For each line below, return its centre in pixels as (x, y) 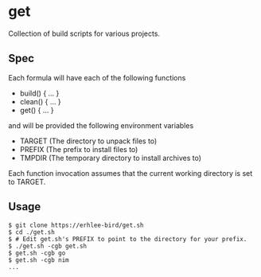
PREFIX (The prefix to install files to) (79, 149)
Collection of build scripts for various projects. (84, 33)
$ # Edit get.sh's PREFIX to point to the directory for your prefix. (128, 239)
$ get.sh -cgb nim (39, 260)
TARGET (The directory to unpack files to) (88, 141)
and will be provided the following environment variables (101, 125)
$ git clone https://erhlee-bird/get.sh (76, 225)
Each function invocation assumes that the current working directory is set (130, 173)
